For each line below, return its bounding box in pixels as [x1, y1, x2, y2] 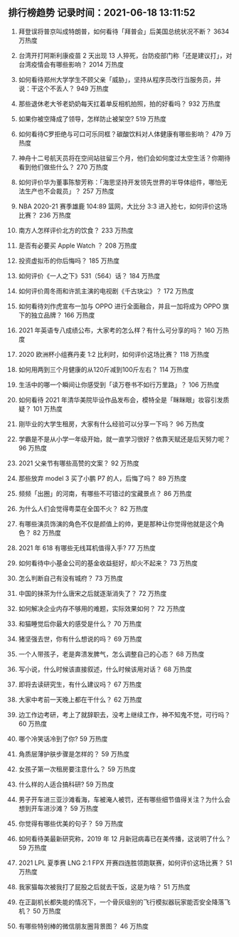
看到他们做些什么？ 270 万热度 [18, 163, 109, 171]
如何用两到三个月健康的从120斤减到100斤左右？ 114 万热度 [18, 365, 189, 373]
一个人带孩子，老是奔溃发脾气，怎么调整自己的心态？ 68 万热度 [18, 649, 205, 658]
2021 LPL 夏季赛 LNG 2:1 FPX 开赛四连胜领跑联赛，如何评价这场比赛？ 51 [18, 859, 233, 867]
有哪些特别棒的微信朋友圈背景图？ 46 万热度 [18, 921, 149, 930]
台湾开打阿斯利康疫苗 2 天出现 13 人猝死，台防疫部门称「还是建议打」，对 [18, 51, 233, 59]
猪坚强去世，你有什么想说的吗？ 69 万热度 [18, 634, 143, 643]
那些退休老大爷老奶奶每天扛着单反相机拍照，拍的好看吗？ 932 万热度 [18, 99, 221, 108]
